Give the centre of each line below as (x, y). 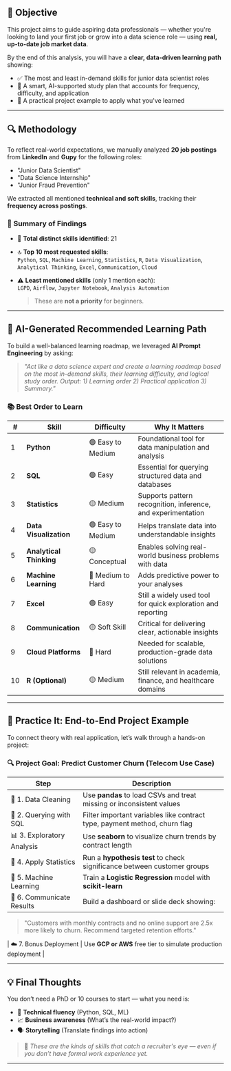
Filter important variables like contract (144, 815)
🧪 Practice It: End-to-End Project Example (98, 721)
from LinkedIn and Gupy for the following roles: (75, 157)
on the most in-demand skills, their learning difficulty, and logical (116, 374)
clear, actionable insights (178, 632)
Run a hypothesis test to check (133, 858)
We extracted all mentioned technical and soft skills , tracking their (102, 198)
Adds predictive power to (178, 575)
